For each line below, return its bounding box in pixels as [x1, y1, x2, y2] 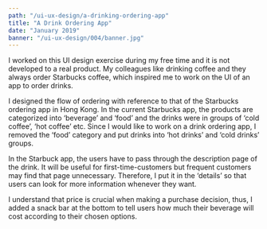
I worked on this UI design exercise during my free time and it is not [8, 56, 230, 65]
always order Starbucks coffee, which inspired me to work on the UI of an [8, 72, 251, 82]
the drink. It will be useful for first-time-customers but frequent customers [8, 162, 252, 172]
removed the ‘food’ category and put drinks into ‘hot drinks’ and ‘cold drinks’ [8, 130, 260, 140]
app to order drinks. [8, 81, 73, 91]
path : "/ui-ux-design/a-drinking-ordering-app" [8, 11, 170, 20]
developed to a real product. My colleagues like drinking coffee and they [8, 64, 247, 74]
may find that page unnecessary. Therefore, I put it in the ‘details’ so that [8, 171, 247, 180]
